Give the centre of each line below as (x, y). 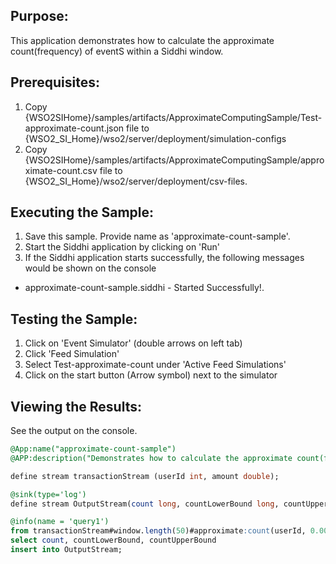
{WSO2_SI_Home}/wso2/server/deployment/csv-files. (136, 181)
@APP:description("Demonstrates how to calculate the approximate (151, 458)
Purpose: (39, 16)
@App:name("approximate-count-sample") (93, 449)
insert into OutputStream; (66, 550)
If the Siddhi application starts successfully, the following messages (164, 258)
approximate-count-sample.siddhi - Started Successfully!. (144, 288)
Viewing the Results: (76, 406)
